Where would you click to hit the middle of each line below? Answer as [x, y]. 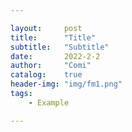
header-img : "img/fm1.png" [66, 84]
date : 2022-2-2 [55, 56]
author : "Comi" [51, 66]
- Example [49, 102]
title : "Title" [53, 37]
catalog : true [46, 75]
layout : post [46, 28]
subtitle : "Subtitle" [60, 47]
